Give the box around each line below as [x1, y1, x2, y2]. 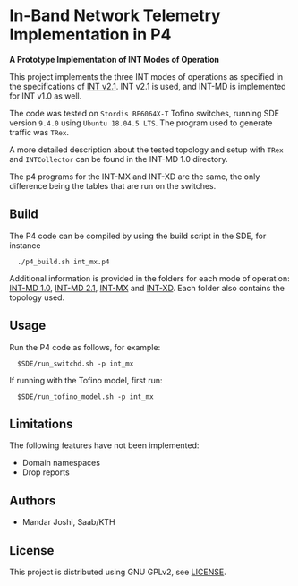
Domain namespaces [21, 458, 101, 469]
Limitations [9, 416, 73, 431]
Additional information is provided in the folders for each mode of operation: [9, 272, 290, 283]
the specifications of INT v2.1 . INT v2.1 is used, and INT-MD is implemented [9, 81, 286, 91]
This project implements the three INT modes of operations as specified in [9, 71, 284, 82]
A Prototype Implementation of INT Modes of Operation [9, 54, 220, 65]
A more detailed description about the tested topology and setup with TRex [9, 144, 284, 155]
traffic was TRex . [9, 126, 70, 137]
